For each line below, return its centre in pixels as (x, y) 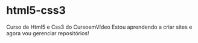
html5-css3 (36, 10)
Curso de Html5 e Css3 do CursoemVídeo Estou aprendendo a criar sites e (99, 27)
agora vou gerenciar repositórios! (48, 33)
